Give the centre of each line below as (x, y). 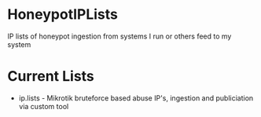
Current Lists (51, 77)
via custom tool (44, 106)
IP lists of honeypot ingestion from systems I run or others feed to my (119, 36)
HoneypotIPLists (63, 15)
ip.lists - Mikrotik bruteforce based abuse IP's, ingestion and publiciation (136, 98)
